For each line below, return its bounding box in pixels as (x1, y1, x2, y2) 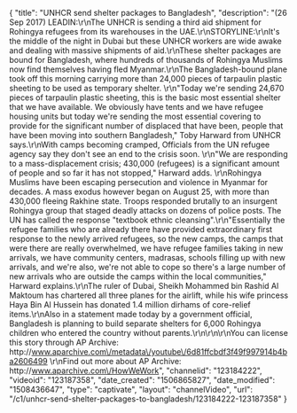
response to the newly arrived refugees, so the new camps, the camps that (9, 234, 284, 244)
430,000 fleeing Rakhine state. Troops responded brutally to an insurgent (9, 196, 277, 206)
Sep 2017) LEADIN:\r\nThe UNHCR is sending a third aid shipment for (9, 17, 262, 27)
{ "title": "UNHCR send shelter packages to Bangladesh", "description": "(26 (9, 8, 288, 18)
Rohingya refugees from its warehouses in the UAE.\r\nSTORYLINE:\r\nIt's (9, 27, 280, 36)
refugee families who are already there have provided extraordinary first (9, 224, 273, 234)
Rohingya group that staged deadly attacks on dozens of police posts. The (9, 206, 282, 215)
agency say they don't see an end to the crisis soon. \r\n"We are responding (9, 149, 288, 159)
